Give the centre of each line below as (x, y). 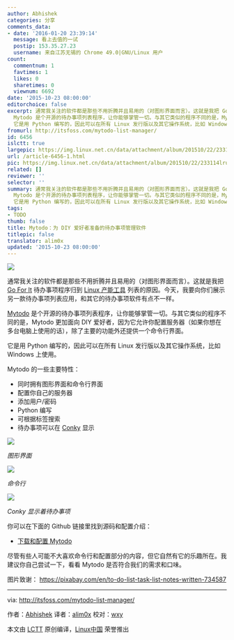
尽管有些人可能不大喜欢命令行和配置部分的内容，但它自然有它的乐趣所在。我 (117, 556)
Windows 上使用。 (34, 355)
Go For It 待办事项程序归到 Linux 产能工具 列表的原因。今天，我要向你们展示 (116, 290)
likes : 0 (26, 79)
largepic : (22, 150)
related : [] (24, 169)
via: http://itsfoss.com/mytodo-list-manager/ (71, 600)
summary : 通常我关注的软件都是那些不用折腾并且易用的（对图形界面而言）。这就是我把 (113, 189)
